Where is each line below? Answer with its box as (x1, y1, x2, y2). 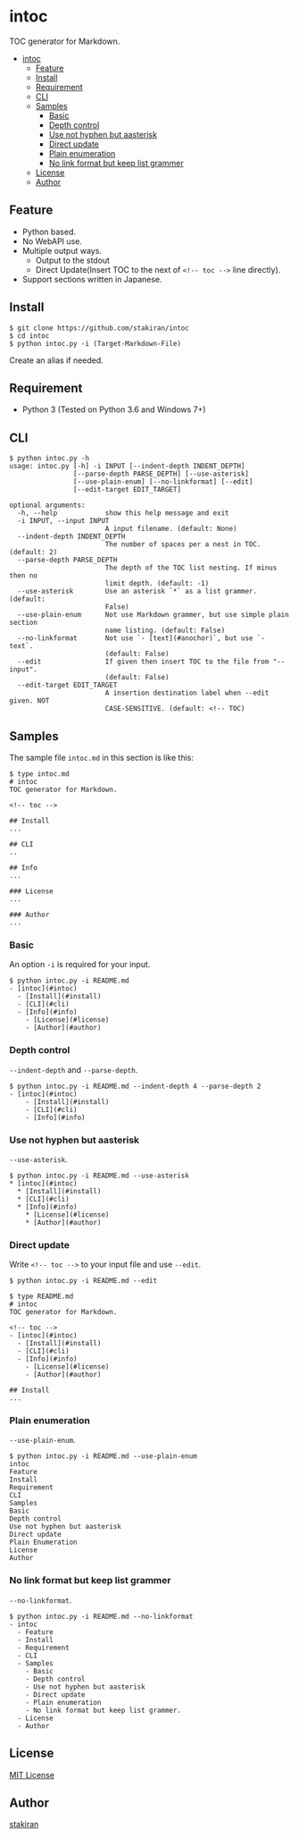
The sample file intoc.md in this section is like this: (9, 753, 195, 763)
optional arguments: (9, 501, 87, 510)
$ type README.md (9, 1292, 74, 1302)
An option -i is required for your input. (9, 959, 151, 970)
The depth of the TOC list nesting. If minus (104, 563, 277, 573)
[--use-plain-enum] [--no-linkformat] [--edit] (72, 477, 253, 486)
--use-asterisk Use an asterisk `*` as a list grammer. (17, 587, 257, 596)
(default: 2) (9, 548, 58, 557)
